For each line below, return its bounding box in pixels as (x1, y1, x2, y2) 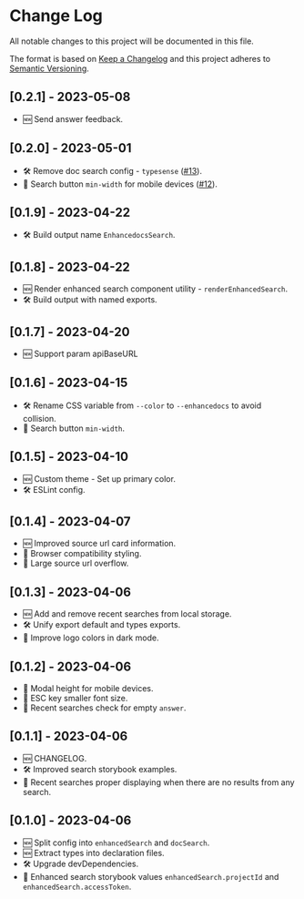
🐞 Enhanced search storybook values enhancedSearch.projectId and (22, 871, 279, 882)
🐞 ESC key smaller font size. (22, 693, 128, 704)
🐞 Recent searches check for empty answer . (22, 702, 187, 713)
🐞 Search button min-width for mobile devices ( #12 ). (22, 179, 218, 189)
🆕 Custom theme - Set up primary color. (22, 473, 176, 484)
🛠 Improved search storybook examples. (22, 763, 177, 774)
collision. (22, 413, 56, 424)
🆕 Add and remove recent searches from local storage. (22, 608, 232, 619)
